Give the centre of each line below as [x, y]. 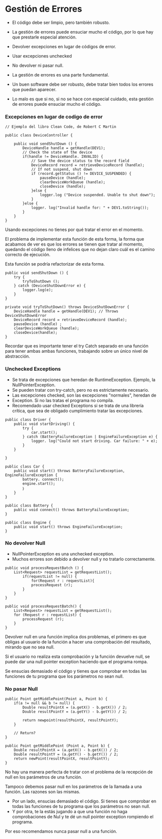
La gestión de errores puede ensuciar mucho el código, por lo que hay [83, 32]
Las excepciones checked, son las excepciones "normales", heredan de [84, 395]
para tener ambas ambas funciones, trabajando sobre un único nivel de [77, 351]
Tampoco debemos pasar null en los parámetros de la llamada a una [73, 787]
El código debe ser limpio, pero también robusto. [61, 22]
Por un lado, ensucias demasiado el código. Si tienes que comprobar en [84, 801]
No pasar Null [21, 689]
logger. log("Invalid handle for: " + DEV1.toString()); [90, 208]
